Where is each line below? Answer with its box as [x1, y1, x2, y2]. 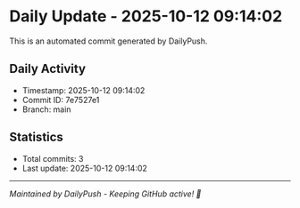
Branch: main [21, 104, 71, 115]
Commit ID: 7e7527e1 [21, 94, 100, 105]
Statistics [9, 130, 64, 145]
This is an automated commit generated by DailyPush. [9, 36, 208, 46]
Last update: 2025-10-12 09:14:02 [21, 163, 147, 173]
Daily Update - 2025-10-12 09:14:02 [9, 6, 283, 27]
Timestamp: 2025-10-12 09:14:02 [21, 84, 146, 95]
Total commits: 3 [21, 153, 84, 164]
